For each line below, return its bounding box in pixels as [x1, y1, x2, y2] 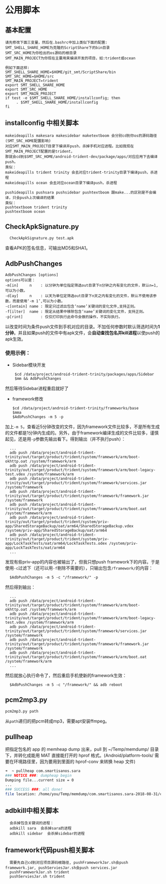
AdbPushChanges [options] [5, 273, 58, 278]
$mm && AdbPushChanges [14, 376, 62, 381]
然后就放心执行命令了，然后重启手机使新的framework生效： [5, 672, 127, 678]
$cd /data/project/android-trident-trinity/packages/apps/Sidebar [14, 371, 154, 377]
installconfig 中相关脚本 [5, 119, 79, 127]
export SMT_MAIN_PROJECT [5, 91, 56, 96]
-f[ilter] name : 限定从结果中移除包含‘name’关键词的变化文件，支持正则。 [5, 309, 147, 314]
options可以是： [5, 278, 36, 283]
